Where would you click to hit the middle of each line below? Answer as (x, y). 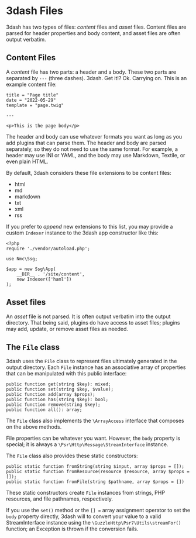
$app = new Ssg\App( (31, 269)
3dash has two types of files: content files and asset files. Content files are (96, 27)
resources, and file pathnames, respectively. (59, 499)
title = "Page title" (32, 95)
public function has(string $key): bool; (57, 400)
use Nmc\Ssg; (22, 258)
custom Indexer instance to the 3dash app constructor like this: (82, 233)
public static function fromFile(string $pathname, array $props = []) (95, 482)
